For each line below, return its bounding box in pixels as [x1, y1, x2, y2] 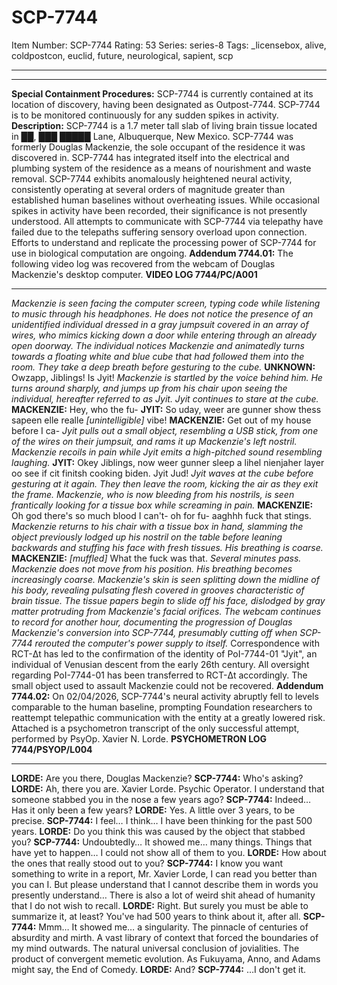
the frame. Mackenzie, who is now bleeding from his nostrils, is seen [11, 488, 295, 500]
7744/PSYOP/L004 [11, 743, 93, 755]
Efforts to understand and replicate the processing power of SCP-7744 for [11, 236, 317, 248]
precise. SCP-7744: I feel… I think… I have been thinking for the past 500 [11, 814, 313, 826]
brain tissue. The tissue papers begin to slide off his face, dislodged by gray [11, 594, 326, 606]
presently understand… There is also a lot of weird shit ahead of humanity [11, 889, 316, 901]
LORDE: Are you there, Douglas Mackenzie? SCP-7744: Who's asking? [11, 772, 304, 784]
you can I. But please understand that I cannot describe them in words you [11, 878, 319, 890]
